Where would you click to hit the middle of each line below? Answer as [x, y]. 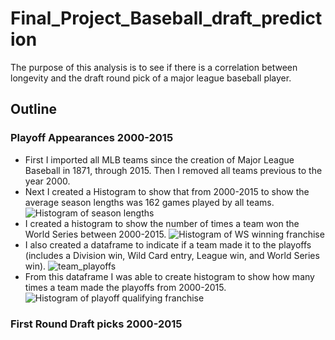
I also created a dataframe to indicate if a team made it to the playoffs [168, 244]
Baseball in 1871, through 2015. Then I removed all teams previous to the [173, 170]
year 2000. [47, 181]
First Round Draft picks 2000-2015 [96, 324]
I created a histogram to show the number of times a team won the [162, 223]
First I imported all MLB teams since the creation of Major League [159, 159]
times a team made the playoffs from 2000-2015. [125, 287]
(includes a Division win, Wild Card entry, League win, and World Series [172, 255]
